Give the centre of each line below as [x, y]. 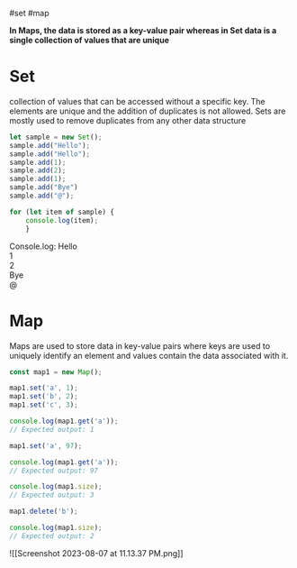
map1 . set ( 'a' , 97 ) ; [46, 445]
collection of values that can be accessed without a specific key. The [137, 101]
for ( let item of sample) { [62, 212]
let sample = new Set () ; [56, 137]
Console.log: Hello [44, 246]
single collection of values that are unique [89, 40]
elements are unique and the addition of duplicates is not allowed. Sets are [148, 111]
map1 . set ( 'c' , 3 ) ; [44, 405]
